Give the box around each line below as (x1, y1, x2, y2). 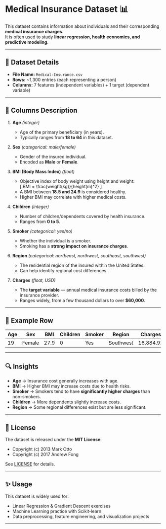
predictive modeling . (5, 39, 48, 45)
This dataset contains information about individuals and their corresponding (5, 23, 160, 29)
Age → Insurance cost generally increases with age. (12, 378, 119, 384)
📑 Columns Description (5, 106, 78, 115)
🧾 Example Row (5, 316, 53, 325)
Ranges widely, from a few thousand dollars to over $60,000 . (19, 297, 146, 303)
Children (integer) (12, 204, 49, 210)
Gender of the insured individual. (19, 153, 86, 159)
